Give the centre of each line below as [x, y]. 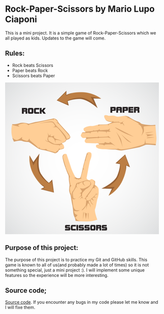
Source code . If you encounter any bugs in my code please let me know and [82, 302]
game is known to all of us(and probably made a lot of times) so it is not [77, 265]
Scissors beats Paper [33, 75]
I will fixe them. [20, 307]
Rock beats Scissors [33, 65]
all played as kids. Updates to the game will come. [55, 38]
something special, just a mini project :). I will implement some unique [75, 270]
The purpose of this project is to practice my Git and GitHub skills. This [76, 259]
